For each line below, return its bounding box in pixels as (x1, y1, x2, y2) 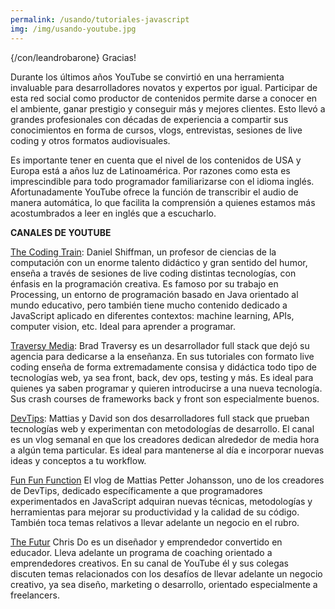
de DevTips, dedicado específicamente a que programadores (10, 484, 263, 496)
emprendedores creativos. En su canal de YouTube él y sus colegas (10, 557, 289, 569)
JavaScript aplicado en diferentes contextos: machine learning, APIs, (10, 309, 295, 321)
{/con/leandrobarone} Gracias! (10, 51, 137, 63)
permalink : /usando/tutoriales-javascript (10, 14, 190, 25)
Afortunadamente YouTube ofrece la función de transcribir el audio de (10, 186, 299, 198)
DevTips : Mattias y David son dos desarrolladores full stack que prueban (10, 412, 310, 424)
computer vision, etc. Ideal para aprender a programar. (10, 320, 236, 332)
